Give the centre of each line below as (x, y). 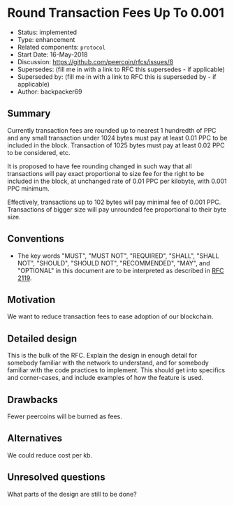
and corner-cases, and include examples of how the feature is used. (105, 378)
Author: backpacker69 (50, 92)
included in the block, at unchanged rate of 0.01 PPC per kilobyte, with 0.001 (117, 181)
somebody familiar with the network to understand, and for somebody (108, 363)
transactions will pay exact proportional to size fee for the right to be (106, 173)
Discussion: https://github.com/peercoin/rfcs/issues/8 (95, 61)
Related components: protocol (61, 47)
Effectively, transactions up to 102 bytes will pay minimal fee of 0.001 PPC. (114, 202)
